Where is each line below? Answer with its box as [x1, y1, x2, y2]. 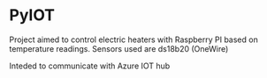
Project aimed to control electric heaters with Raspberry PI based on [9, 34, 258, 45]
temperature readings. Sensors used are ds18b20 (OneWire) [9, 43, 229, 53]
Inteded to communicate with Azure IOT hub [9, 60, 171, 71]
